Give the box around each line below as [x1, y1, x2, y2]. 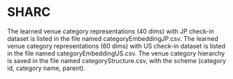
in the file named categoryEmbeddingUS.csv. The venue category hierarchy [7, 49, 225, 58]
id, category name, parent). [7, 64, 86, 72]
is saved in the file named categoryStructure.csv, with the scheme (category [7, 56, 227, 64]
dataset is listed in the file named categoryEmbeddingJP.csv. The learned [7, 34, 219, 42]
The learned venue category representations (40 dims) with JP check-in [7, 27, 214, 35]
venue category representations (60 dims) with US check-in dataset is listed [7, 42, 226, 50]
